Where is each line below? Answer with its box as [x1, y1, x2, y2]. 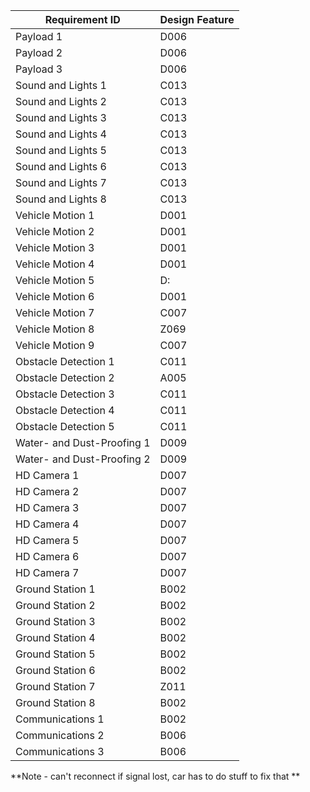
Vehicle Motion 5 [15, 274, 95, 287]
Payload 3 [15, 62, 63, 76]
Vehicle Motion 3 [15, 241, 95, 254]
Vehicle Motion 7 [15, 306, 95, 319]
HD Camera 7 [15, 566, 80, 579]
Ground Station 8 [15, 696, 96, 709]
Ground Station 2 [15, 599, 96, 612]
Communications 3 [15, 745, 105, 758]
